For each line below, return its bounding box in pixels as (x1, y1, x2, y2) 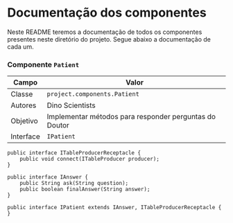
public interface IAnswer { (7, 174, 89, 181)
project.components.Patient (46, 90, 140, 98)
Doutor (46, 121, 69, 130)
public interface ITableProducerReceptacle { (7, 150, 141, 157)
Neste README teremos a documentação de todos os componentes (7, 28, 202, 36)
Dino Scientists (46, 100, 96, 110)
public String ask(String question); (19, 180, 129, 187)
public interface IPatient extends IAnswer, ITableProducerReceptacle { (7, 204, 222, 211)
